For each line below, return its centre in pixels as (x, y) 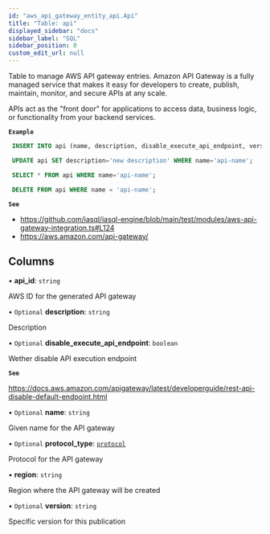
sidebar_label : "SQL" (45, 38)
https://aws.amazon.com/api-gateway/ (84, 236)
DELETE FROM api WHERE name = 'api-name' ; (84, 190)
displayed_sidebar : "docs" (53, 31)
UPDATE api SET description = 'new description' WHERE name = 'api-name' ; (132, 160)
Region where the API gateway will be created (84, 491)
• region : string (35, 474)
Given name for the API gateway (61, 428)
